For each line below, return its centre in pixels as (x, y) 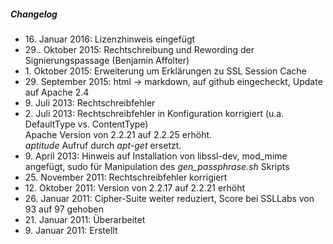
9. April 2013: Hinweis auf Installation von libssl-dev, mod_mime (156, 156)
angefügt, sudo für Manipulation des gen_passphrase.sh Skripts (157, 166)
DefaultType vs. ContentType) (86, 124)
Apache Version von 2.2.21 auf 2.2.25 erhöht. (118, 134)
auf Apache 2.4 (57, 92)
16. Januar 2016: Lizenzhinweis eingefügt (110, 39)
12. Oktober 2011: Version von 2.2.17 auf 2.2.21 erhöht (135, 187)
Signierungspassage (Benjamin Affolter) (107, 60)
